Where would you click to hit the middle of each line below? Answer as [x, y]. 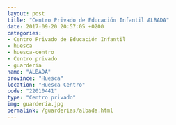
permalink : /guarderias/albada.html [60, 110]
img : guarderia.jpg [35, 104]
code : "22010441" [32, 91]
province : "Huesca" [35, 78]
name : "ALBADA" [29, 72]
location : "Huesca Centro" [46, 85]
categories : [24, 33]
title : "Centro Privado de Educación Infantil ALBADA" [88, 20]
